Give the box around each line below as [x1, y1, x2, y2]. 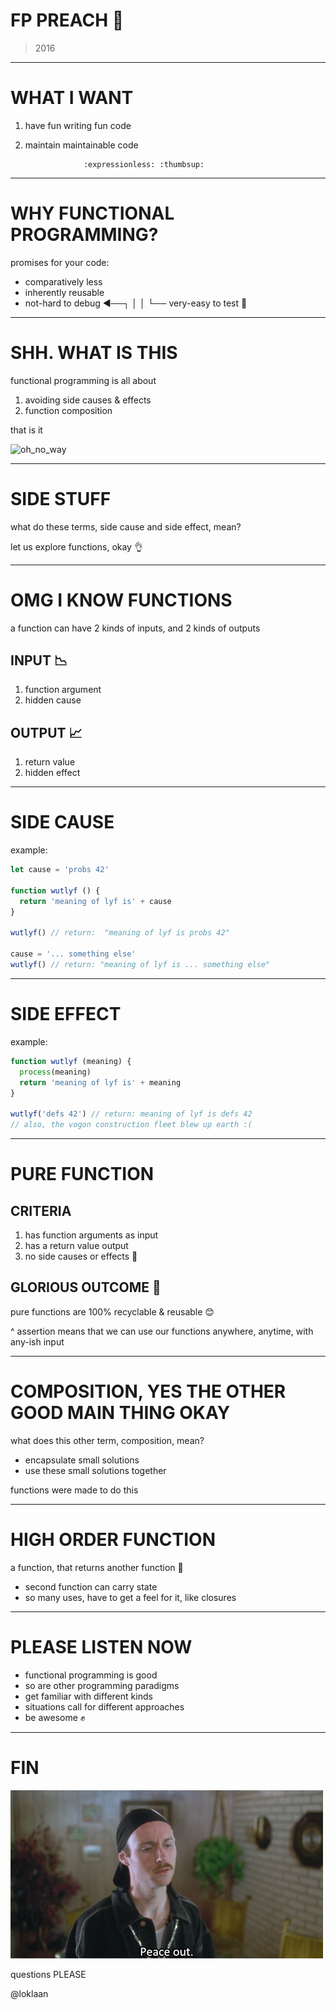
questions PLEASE [10, 1968, 87, 1980]
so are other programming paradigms [24, 1679, 180, 1691]
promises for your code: [10, 256, 110, 268]
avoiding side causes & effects [24, 394, 152, 406]
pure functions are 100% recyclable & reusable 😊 [10, 1305, 215, 1318]
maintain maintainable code [24, 139, 139, 151]
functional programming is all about [10, 374, 157, 386]
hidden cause [24, 694, 82, 706]
